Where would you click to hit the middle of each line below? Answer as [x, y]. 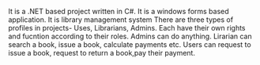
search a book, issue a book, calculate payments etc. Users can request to [130, 45]
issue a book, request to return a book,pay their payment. [102, 53]
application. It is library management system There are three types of [121, 20]
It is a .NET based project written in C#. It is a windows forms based [119, 11]
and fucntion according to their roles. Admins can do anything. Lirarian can [130, 36]
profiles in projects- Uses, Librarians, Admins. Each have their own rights [127, 28]
